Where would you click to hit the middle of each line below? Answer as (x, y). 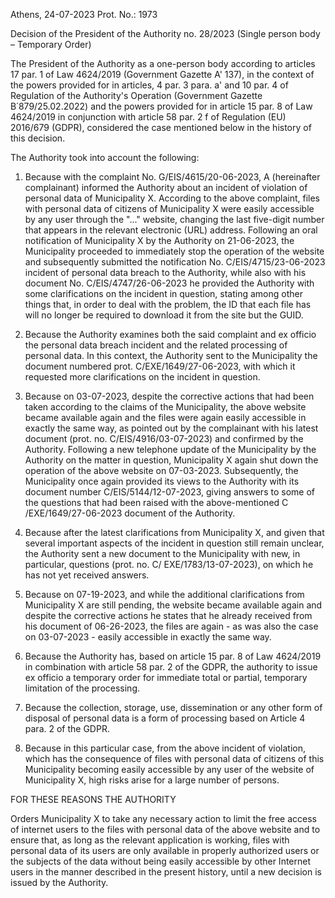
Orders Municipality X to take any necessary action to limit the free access (163, 818)
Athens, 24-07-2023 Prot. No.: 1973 (84, 14)
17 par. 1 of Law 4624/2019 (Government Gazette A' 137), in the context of (162, 74)
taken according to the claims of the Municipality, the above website (165, 407)
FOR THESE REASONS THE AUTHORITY (93, 799)
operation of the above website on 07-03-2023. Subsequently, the (161, 470)
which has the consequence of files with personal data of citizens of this (174, 758)
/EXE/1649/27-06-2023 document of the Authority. (130, 513)
